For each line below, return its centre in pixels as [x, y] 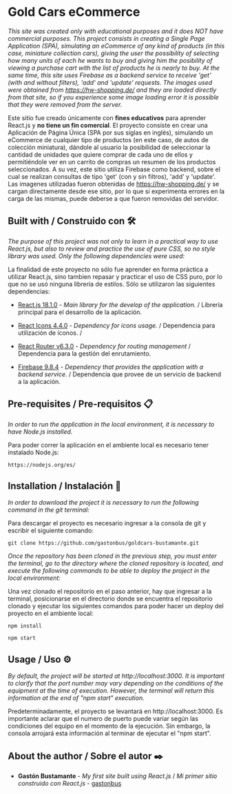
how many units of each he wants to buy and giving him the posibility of [110, 60]
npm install [25, 626]
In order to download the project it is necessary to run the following [103, 503]
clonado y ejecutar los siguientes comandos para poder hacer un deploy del [116, 606]
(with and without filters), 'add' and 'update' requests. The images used [110, 82]
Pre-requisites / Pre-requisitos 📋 [81, 404]
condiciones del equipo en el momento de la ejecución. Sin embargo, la [109, 726]
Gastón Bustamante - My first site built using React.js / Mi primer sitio [117, 776]
